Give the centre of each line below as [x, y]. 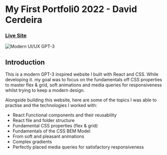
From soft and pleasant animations [48, 136]
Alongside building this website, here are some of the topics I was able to [81, 100]
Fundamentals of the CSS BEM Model [51, 131]
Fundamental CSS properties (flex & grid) [55, 126]
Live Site [16, 36]
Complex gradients [32, 142]
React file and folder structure [44, 120]
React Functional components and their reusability [64, 115]
